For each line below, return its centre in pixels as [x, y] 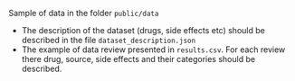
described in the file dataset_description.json [109, 40]
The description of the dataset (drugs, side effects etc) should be [143, 30]
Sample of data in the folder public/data [84, 13]
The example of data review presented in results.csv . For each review [153, 49]
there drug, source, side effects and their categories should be [138, 59]
